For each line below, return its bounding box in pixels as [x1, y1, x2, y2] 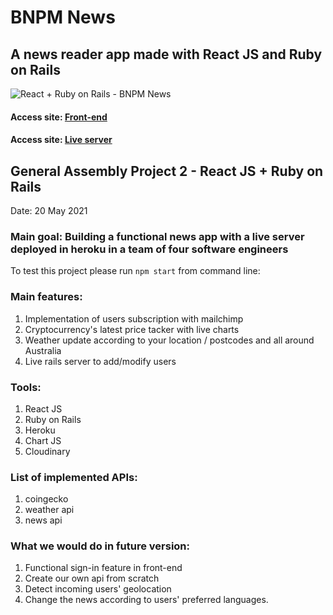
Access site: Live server [10, 134, 113, 146]
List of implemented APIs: [10, 470, 138, 484]
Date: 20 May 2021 [10, 205, 88, 216]
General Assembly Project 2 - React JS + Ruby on [10, 162, 324, 180]
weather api [24, 504, 75, 516]
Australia [24, 344, 62, 356]
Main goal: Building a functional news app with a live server [10, 229, 305, 243]
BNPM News [10, 6, 116, 29]
